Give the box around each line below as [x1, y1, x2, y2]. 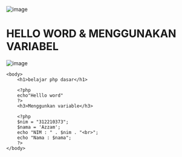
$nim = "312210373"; [17, 118, 69, 125]
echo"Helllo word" [17, 92, 63, 98]
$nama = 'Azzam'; [17, 124, 61, 130]
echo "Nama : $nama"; [17, 135, 71, 141]
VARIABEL [6, 40, 59, 54]
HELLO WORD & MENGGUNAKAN [6, 27, 177, 40]
